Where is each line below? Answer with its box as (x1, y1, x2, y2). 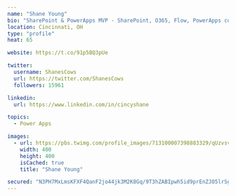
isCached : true (20, 159, 65, 166)
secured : (7, 178, 33, 185)
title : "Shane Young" (20, 166, 83, 173)
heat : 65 (7, 37, 33, 44)
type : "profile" (7, 30, 55, 37)
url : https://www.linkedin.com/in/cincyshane (13, 101, 150, 108)
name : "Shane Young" (7, 10, 68, 18)
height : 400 (20, 152, 55, 159)
